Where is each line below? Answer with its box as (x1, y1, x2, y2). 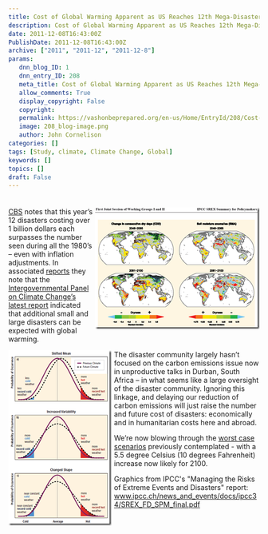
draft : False (8, 173, 52, 181)
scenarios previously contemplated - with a (114, 442, 257, 452)
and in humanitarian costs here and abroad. (114, 418, 258, 428)
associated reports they (8, 266, 86, 276)
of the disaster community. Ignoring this (114, 384, 246, 393)
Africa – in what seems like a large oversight (114, 376, 259, 385)
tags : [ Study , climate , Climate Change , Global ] (8, 148, 173, 156)
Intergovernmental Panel (8, 284, 89, 293)
